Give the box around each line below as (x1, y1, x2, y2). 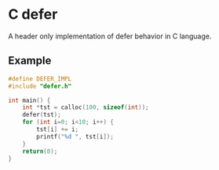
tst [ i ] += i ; (36, 125, 79, 133)
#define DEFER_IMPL (8, 74, 72, 83)
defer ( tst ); (22, 111, 61, 119)
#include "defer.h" (8, 82, 72, 90)
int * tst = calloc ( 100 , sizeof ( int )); (22, 103, 149, 111)
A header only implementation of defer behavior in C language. (8, 31, 212, 41)
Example (8, 54, 52, 67)
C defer (8, 5, 58, 24)
